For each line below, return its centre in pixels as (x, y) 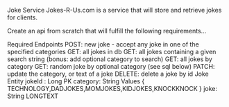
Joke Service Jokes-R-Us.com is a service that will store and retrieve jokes (114, 10)
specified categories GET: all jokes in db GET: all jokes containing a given (112, 52)
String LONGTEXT (33, 96)
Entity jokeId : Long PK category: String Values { (76, 81)
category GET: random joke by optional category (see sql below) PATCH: (111, 66)
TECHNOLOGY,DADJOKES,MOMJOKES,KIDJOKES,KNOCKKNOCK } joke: (112, 89)
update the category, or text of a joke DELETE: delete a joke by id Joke (108, 74)
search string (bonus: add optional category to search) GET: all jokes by (110, 59)
